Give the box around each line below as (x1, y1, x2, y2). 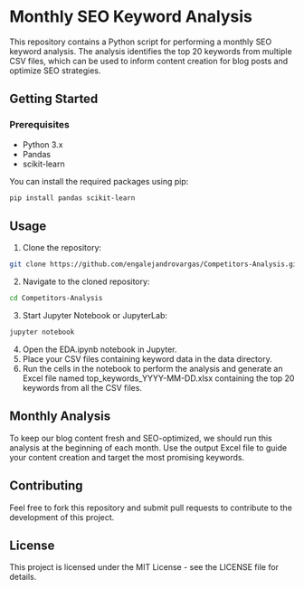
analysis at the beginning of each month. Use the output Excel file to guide (9, 442, 288, 453)
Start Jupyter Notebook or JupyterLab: (22, 310, 168, 321)
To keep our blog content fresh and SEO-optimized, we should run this (9, 432, 273, 443)
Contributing (9, 478, 83, 494)
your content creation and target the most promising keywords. (9, 451, 245, 462)
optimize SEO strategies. (9, 65, 101, 76)
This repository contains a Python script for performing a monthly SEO (9, 36, 272, 47)
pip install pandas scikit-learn (9, 193, 136, 203)
